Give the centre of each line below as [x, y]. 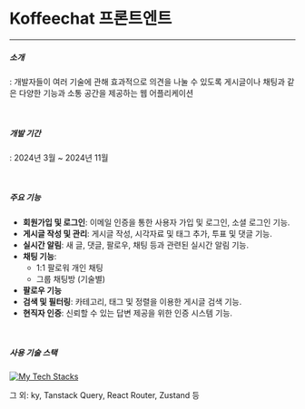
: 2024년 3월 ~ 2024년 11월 [59, 157]
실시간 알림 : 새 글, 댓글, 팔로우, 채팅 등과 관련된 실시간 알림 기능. [136, 245]
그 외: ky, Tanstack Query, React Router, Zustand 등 [104, 394]
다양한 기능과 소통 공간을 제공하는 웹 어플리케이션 [106, 93]
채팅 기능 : [39, 256]
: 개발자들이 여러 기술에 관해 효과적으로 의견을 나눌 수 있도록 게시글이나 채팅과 [148, 82]
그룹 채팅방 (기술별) [71, 278]
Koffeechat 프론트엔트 [91, 19]
